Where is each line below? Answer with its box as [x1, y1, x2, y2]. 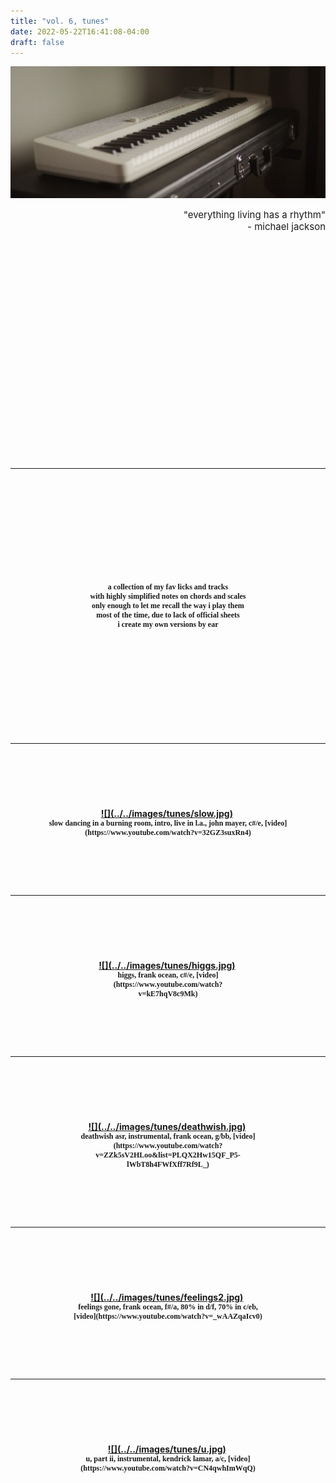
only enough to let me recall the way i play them [91, 601, 245, 611]
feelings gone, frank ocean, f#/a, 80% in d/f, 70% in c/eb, [78, 1302, 258, 1312]
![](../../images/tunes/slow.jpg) [100, 808, 233, 820]
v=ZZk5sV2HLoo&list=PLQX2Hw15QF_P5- [95, 1150, 241, 1160]
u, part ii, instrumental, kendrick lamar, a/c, [85, 1454, 227, 1464]
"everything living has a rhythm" [183, 208, 326, 222]
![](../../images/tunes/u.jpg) [107, 1443, 227, 1455]
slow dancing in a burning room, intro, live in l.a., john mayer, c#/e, [48, 818, 263, 829]
